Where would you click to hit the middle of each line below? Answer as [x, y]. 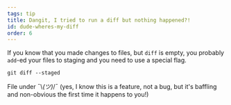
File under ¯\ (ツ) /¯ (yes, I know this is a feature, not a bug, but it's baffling [112, 87]
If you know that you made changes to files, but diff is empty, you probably [115, 53]
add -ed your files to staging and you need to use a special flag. [97, 60]
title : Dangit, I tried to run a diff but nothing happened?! [99, 20]
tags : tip [22, 14]
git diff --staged [34, 73]
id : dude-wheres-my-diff [43, 26]
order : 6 [20, 33]
